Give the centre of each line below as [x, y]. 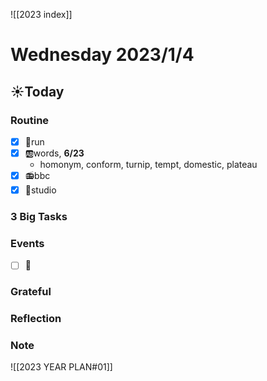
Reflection [36, 319]
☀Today [37, 91]
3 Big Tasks [39, 216]
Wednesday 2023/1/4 [102, 55]
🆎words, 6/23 [54, 153]
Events [27, 243]
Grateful [31, 292]
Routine [30, 120]
